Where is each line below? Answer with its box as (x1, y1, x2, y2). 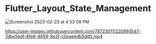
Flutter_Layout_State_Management (5, 3, 152, 14)
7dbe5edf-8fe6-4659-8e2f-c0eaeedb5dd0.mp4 (5, 33, 103, 39)
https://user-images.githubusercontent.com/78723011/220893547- (5, 28, 141, 34)
